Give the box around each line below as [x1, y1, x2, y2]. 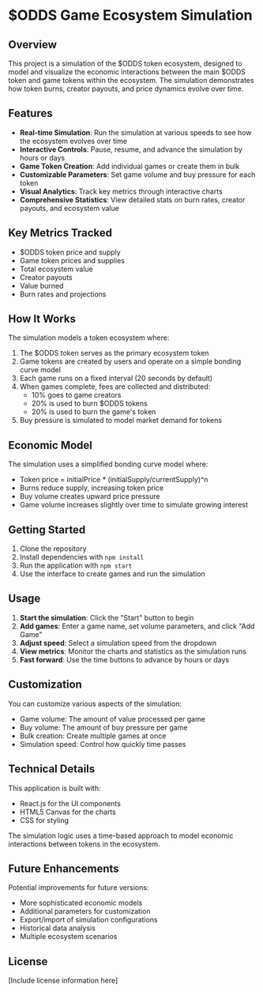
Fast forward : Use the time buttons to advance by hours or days [19, 654, 230, 664]
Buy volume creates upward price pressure [19, 492, 160, 501]
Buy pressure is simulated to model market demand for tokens [19, 416, 223, 425]
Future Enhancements [8, 862, 120, 875]
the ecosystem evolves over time [19, 136, 128, 145]
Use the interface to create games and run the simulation [19, 569, 205, 579]
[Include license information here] [8, 975, 118, 986]
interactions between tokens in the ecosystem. [8, 839, 160, 848]
